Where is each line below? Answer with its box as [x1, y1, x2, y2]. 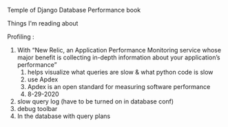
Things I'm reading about [7, 19, 79, 27]
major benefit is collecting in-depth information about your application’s [17, 53, 220, 61]
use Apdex [27, 75, 59, 84]
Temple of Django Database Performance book [7, 6, 141, 14]
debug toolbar [17, 105, 58, 113]
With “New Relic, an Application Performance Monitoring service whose [17, 46, 222, 54]
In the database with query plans [17, 112, 111, 120]
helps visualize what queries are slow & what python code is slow [27, 68, 214, 76]
